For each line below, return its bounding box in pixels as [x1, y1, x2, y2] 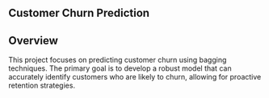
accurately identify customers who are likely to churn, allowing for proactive [8, 72, 262, 82]
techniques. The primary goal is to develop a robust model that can [8, 63, 232, 73]
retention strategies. [8, 80, 75, 91]
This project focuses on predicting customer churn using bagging [8, 55, 227, 65]
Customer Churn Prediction [8, 6, 150, 20]
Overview [8, 34, 59, 47]
